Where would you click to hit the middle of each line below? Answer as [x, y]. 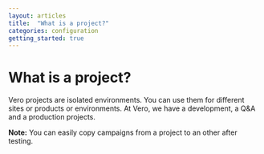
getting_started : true [46, 38]
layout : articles [37, 16]
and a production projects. [52, 117]
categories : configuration [53, 30]
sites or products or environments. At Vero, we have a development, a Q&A [132, 108]
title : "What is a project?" [59, 23]
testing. [21, 141]
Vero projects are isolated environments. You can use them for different [126, 100]
